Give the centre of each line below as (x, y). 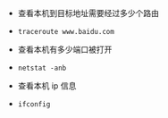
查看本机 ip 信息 (47, 86)
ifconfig (34, 105)
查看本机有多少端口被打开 (65, 49)
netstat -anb (42, 68)
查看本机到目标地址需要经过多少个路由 (88, 13)
